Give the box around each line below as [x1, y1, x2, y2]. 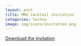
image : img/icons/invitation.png [5, 21, 76, 27]
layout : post [5, 7, 33, 13]
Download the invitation [5, 35, 55, 41]
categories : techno [5, 17, 47, 22]
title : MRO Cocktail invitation [5, 12, 74, 17]
